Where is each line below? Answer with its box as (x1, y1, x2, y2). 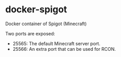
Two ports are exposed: (5, 30, 55, 36)
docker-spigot (5, 4, 67, 15)
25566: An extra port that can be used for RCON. (12, 46, 116, 52)
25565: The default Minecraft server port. (12, 40, 101, 47)
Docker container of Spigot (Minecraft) (5, 21, 87, 27)
